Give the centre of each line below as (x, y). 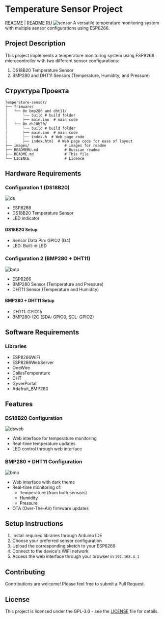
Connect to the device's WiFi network (50, 551)
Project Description (35, 44)
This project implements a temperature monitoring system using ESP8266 (80, 55)
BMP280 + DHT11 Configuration (44, 462)
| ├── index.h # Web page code (45, 137)
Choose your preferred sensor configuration (57, 541)
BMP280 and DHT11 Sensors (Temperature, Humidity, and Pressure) (81, 75)
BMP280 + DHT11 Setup (30, 301)
